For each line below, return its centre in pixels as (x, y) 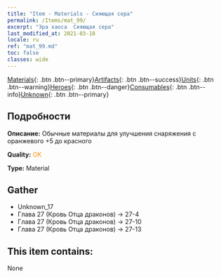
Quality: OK (25, 154)
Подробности (39, 117)
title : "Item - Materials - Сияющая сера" (70, 14)
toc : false (23, 53)
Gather (23, 190)
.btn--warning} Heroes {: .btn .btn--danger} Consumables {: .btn (97, 87)
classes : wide (28, 60)
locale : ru (23, 40)
